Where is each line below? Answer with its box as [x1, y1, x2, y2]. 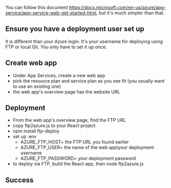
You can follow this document [5, 5, 68, 10]
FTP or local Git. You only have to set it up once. [5, 44, 107, 50]
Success [5, 176, 34, 184]
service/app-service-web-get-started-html [5, 10, 97, 16]
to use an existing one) [12, 83, 62, 89]
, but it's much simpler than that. [96, 10, 165, 16]
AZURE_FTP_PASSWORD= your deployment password [20, 155, 136, 161]
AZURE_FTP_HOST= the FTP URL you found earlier [20, 139, 129, 145]
